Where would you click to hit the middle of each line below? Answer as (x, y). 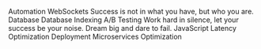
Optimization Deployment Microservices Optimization (95, 36)
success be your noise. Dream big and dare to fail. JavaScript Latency (123, 28)
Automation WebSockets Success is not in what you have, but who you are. (131, 11)
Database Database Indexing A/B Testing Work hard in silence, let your (123, 20)
